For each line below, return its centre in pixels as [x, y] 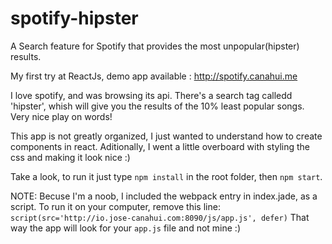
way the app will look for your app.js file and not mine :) [125, 228]
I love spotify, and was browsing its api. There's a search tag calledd [151, 95]
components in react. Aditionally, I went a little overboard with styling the [160, 146]
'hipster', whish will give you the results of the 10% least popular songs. [157, 106]
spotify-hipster [74, 18]
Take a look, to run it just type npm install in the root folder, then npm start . [166, 176]
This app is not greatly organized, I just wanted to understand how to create [166, 136]
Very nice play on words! [61, 116]
